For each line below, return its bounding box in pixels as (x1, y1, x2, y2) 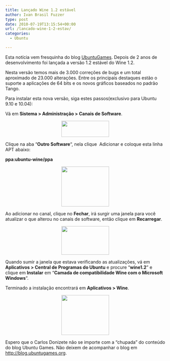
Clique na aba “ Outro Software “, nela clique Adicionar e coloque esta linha (5, 141, 163, 147)
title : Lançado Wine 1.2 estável (5, 7, 76, 13)
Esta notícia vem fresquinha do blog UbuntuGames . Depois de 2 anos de (5, 54, 157, 60)
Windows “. (5, 275, 29, 281)
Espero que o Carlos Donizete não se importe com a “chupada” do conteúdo (5, 339, 165, 345)
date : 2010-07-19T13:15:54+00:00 (5, 21, 76, 27)
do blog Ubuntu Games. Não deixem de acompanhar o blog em (5, 344, 138, 350)
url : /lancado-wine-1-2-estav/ (5, 26, 72, 31)
